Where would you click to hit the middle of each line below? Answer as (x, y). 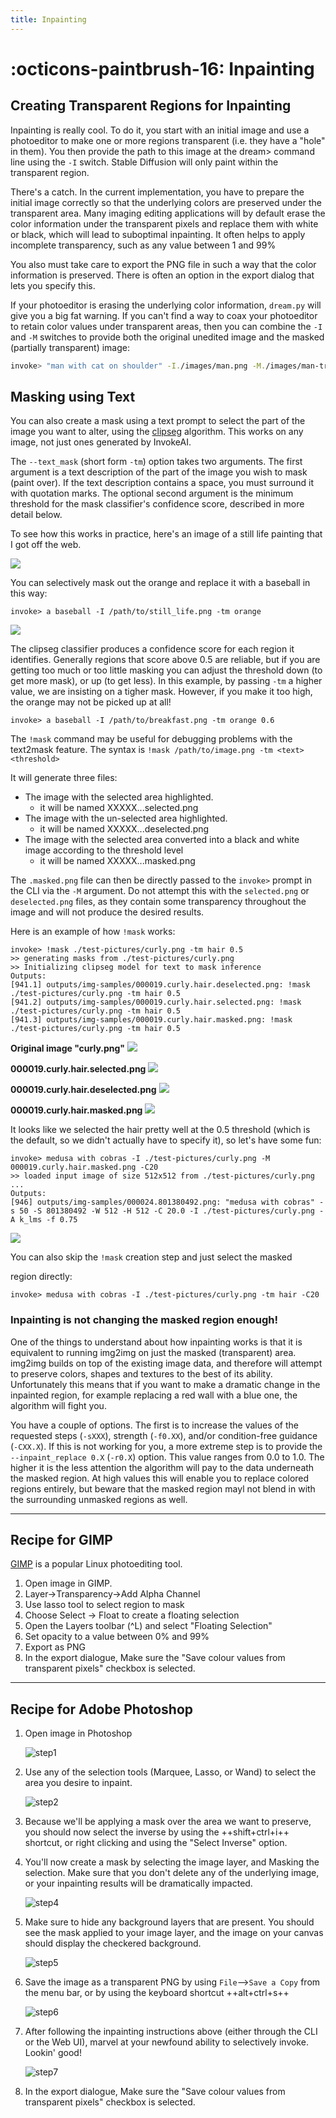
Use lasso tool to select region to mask (104, 1605)
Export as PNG (55, 1647)
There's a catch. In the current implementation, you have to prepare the (157, 192)
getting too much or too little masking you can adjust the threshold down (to (166, 670)
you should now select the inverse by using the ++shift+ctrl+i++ (157, 1832)
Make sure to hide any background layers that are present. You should (169, 1922)
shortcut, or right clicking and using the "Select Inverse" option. (156, 1843)
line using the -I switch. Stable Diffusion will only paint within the (144, 162)
